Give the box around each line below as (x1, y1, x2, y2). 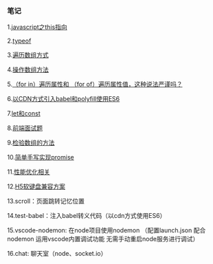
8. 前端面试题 (7, 124, 43, 132)
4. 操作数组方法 (7, 65, 49, 74)
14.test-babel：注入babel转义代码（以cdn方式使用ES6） (7, 212, 166, 220)
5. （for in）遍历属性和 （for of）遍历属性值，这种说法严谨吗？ (7, 80, 183, 89)
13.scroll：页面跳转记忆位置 (7, 197, 85, 206)
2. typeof (7, 36, 32, 45)
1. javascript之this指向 (7, 23, 67, 32)
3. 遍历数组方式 (7, 51, 49, 59)
